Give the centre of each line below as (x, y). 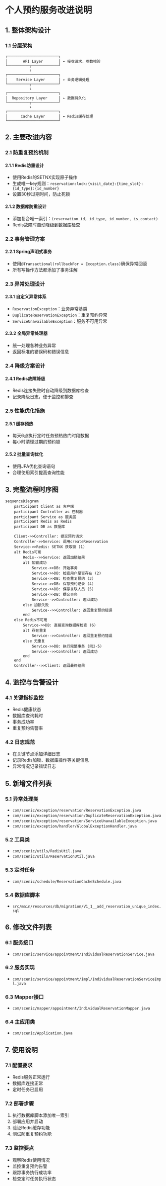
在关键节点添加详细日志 (36, 754)
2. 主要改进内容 (28, 137)
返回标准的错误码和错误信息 (41, 352)
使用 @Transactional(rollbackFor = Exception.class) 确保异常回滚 (80, 264)
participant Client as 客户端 (44, 507)
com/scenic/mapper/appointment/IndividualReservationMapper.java (81, 1008)
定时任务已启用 (28, 1090)
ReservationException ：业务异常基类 (50, 308)
